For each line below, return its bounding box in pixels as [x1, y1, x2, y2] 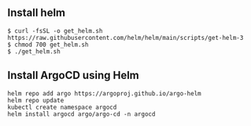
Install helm [7, 6, 66, 20]
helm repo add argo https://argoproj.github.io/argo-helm [7, 89, 201, 97]
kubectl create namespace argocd [7, 103, 117, 111]
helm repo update [7, 96, 65, 104]
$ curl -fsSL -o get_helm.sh [7, 27, 103, 34]
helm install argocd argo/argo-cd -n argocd [7, 110, 156, 118]
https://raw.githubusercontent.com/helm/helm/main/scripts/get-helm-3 [7, 34, 244, 41]
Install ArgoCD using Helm [7, 69, 139, 82]
